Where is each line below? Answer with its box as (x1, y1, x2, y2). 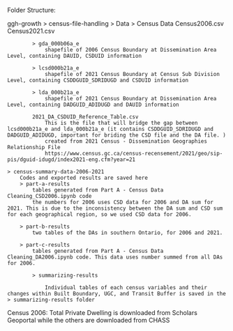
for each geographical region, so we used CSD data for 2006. (7, 211, 192, 218)
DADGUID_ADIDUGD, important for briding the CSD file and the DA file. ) (7, 132, 227, 139)
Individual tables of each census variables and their (44, 284, 208, 291)
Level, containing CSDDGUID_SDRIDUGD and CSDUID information (7, 77, 189, 84)
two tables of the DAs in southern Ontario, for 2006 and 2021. (32, 229, 223, 236)
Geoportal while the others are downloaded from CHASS (7, 316, 170, 324)
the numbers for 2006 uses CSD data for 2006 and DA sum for (32, 199, 214, 206)
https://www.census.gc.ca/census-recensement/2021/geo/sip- (44, 150, 223, 157)
